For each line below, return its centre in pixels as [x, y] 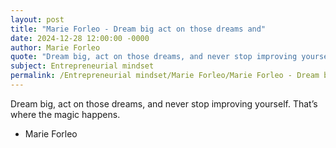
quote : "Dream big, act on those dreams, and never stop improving [154, 57]
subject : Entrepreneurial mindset [82, 66]
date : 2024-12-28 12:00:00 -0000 [80, 38]
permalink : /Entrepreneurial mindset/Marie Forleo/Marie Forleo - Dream [165, 76]
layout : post [37, 19]
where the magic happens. [65, 114]
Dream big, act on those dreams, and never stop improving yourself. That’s [164, 103]
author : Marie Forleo [55, 47]
